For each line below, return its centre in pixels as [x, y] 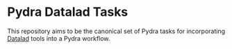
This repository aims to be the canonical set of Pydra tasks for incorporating [116, 31]
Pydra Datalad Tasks [68, 12]
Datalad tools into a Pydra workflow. [59, 38]
